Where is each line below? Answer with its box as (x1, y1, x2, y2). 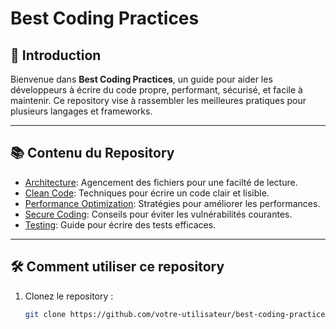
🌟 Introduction (10, 47, 102, 64)
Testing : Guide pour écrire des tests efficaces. (24, 218, 217, 231)
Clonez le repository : (24, 290, 114, 302)
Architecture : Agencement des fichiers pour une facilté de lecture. (24, 176, 298, 188)
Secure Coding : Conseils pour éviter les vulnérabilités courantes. (24, 208, 293, 220)
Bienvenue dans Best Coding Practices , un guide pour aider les (10, 73, 273, 85)
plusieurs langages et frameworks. (10, 105, 153, 117)
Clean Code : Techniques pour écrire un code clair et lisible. (24, 187, 270, 199)
